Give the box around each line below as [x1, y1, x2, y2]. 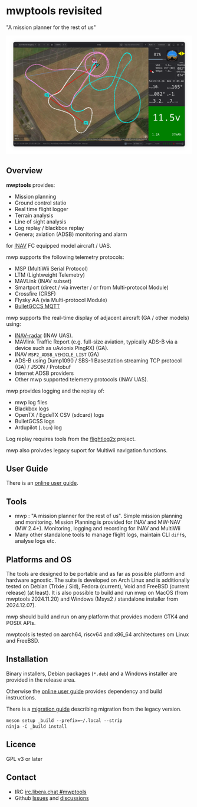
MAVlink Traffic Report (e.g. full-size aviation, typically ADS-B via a [14, 338, 178, 345]
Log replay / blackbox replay [14, 224, 84, 231]
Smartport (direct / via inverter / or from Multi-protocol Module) [14, 284, 169, 291]
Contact [6, 773, 37, 783]
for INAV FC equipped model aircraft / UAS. [6, 242, 111, 249]
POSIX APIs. [6, 620, 36, 627]
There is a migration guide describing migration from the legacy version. [6, 705, 182, 712]
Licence [6, 740, 37, 750]
